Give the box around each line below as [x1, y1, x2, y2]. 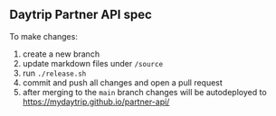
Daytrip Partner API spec [9, 7, 152, 22]
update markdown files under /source [22, 58, 164, 68]
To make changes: [9, 31, 79, 41]
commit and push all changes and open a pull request [22, 76, 224, 88]
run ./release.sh [22, 67, 87, 78]
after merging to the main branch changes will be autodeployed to [22, 86, 267, 97]
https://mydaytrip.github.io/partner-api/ [22, 96, 170, 107]
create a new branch [22, 49, 100, 59]
